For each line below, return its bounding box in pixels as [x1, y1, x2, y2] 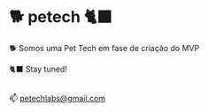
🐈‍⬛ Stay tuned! [9, 63, 68, 74]
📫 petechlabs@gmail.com [9, 93, 106, 104]
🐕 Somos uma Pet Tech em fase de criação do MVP [9, 42, 200, 53]
